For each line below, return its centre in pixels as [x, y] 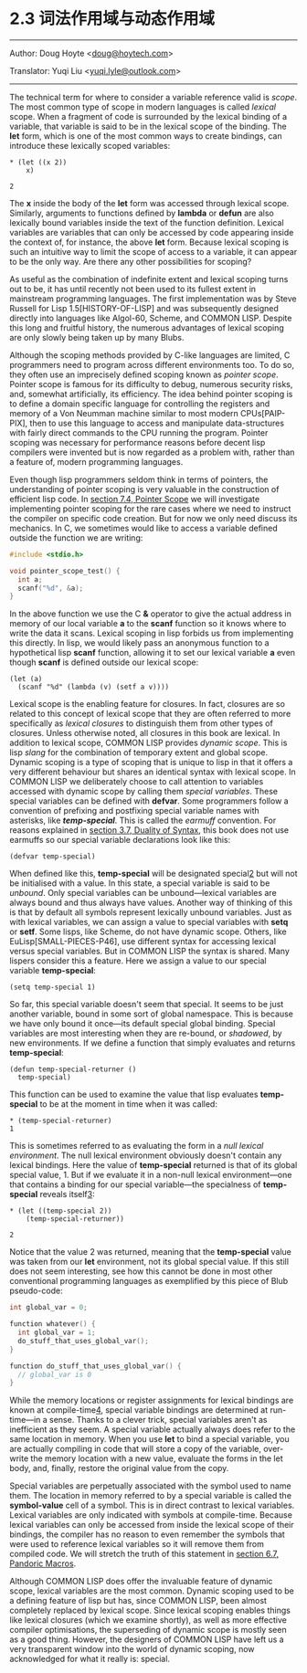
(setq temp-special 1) [53, 987]
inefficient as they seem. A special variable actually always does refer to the [153, 1429]
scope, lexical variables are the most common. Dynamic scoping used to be [152, 1591]
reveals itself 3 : [67, 1194]
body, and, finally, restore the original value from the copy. [119, 1468]
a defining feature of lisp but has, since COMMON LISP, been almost [138, 1601]
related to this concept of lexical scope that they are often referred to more [150, 714]
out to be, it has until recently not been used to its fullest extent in [133, 289]
